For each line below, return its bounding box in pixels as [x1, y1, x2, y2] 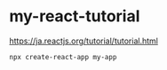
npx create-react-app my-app [9, 52, 117, 61]
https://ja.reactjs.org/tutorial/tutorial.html [9, 35, 158, 46]
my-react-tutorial [9, 6, 140, 27]
